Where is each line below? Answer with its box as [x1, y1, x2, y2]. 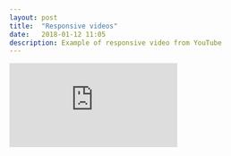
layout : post [9, 13, 58, 22]
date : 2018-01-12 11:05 [9, 30, 106, 39]
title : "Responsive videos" [9, 22, 118, 30]
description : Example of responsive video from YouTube [9, 38, 222, 48]
